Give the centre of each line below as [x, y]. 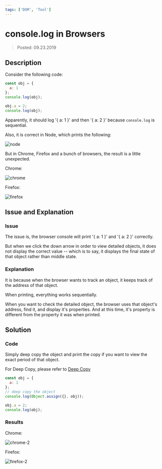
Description [23, 62]
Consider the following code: [34, 74]
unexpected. [18, 159]
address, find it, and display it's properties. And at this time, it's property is [80, 309]
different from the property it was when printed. [53, 314]
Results [14, 422]
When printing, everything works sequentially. [51, 295]
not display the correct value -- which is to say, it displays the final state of [80, 251]
